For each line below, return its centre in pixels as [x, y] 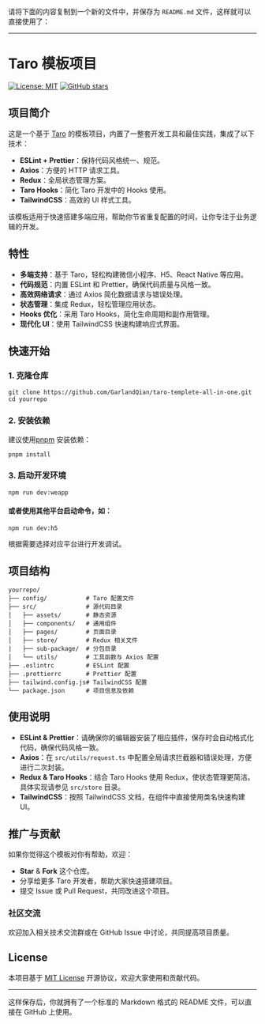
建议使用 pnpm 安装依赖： [50, 439]
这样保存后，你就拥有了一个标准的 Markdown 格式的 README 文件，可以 [127, 1002]
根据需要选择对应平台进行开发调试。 [67, 544]
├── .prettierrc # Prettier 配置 [73, 674]
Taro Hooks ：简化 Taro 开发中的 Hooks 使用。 [95, 190]
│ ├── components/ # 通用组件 [62, 623]
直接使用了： [29, 21]
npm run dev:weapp [38, 493]
